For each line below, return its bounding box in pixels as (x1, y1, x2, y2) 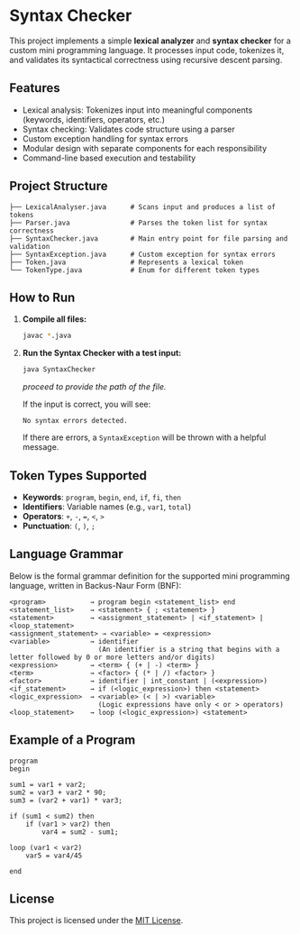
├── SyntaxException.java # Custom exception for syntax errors (9, 250, 277, 259)
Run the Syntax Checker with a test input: (22, 348, 182, 359)
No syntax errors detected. (22, 417, 128, 426)
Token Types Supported (9, 468, 147, 483)
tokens (9, 210, 34, 219)
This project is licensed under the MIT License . (9, 915, 184, 926)
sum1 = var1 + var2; (9, 780, 87, 789)
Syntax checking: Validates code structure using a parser (22, 124, 236, 134)
